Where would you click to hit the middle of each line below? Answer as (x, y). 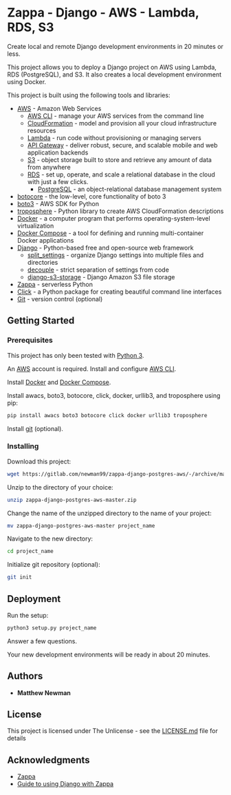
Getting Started (41, 321)
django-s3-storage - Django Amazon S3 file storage (101, 276)
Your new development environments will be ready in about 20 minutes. (109, 654)
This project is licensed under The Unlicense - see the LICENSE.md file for (112, 731)
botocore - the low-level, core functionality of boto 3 (91, 196)
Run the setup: (28, 615)
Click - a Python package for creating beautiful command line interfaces (119, 292)
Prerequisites (30, 341)
